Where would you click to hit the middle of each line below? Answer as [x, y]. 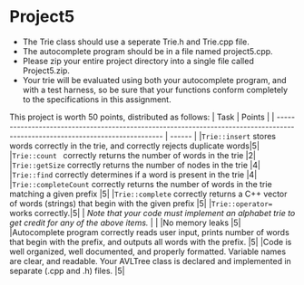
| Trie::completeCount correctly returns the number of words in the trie [141, 184]
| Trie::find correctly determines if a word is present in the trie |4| [133, 175]
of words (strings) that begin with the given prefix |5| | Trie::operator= [141, 203]
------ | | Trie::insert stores [223, 136]
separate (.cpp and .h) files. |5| [67, 271]
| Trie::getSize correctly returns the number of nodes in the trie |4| [135, 165]
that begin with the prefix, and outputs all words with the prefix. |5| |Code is [151, 242]
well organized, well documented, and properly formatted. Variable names [148, 252]
